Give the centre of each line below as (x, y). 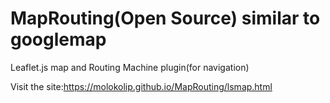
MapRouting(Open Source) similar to (165, 18)
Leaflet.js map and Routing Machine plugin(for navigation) (130, 67)
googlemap (58, 39)
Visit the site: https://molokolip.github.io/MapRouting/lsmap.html (141, 86)
